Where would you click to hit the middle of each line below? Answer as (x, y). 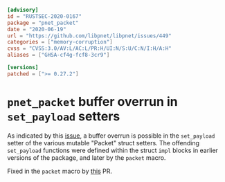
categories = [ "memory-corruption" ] (60, 42)
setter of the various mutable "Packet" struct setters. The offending (103, 143)
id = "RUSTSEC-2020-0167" (44, 16)
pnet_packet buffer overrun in (92, 101)
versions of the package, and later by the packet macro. (87, 157)
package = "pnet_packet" (43, 23)
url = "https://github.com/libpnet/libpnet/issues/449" (89, 36)
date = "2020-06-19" (37, 29)
